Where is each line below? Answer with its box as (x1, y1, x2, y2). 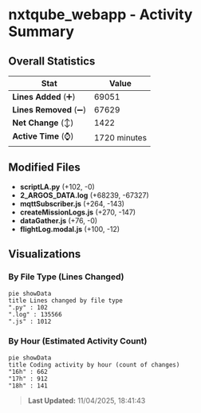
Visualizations (8, 247, 81, 261)
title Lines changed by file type (8, 297, 124, 305)
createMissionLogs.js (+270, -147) (19, 207, 136, 217)
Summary (8, 22, 74, 41)
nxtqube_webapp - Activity (8, 6, 193, 24)
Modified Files (8, 161, 81, 175)
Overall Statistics (8, 54, 96, 68)
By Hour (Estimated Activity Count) (8, 336, 148, 347)
